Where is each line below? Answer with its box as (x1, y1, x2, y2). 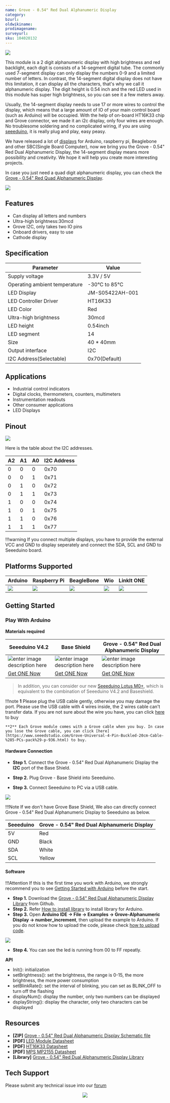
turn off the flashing (12, 988, 54, 994)
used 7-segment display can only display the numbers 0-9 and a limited (5, 70, 155, 76)
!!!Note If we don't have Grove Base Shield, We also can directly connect (5, 804, 156, 810)
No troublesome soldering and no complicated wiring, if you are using (5, 123, 151, 129)
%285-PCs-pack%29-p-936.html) (5, 737, 69, 743)
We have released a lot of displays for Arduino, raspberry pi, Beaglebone (5, 138, 157, 144)
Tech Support (5, 1069, 50, 1078)
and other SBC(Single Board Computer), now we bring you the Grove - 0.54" (5, 143, 165, 150)
